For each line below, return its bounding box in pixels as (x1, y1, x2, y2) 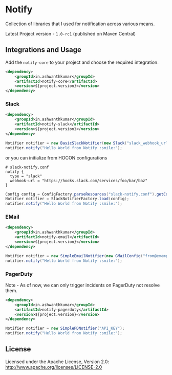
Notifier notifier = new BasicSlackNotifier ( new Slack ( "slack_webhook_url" (5, 140, 170, 146)
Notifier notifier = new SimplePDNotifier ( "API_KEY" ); (5, 326, 125, 331)
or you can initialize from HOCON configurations (5, 154, 107, 160)
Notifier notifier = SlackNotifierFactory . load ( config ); (5, 197, 130, 202)
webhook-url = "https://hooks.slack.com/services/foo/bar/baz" (10, 178, 147, 183)
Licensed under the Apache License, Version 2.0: (5, 359, 109, 365)
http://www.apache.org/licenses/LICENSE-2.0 (5, 364, 102, 370)
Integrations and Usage (5, 45, 82, 55)
